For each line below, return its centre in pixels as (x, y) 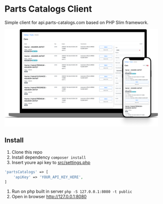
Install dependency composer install (49, 157)
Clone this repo (27, 152)
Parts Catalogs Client (48, 9)
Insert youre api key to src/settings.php (51, 162)
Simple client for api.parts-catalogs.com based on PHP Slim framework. (77, 22)
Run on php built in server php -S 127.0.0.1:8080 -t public (72, 191)
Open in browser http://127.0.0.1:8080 (49, 197)
